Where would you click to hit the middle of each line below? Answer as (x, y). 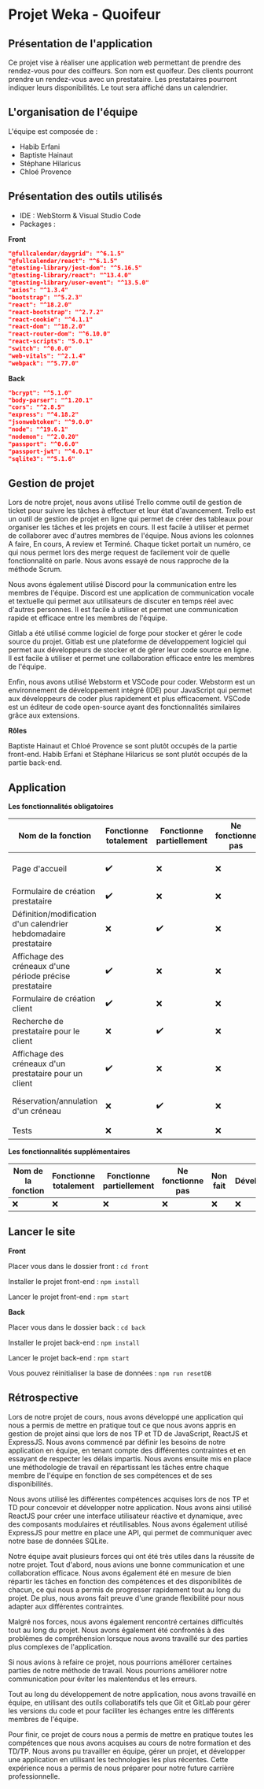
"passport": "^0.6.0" (44, 444)
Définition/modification (54, 914)
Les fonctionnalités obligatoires (61, 806)
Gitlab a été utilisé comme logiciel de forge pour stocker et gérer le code (125, 633)
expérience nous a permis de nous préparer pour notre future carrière (121, 1768)
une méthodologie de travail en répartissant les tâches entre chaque (119, 1467)
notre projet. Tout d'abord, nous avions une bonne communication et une (126, 1564)
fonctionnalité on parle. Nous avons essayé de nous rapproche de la (119, 561)
